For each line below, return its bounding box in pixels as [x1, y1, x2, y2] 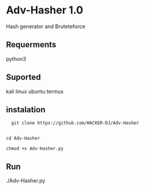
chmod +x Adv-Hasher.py [6, 146, 64, 152]
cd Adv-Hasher [6, 136, 41, 141]
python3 [6, 55, 26, 62]
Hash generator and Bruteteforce [6, 23, 86, 30]
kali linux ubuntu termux [6, 88, 64, 95]
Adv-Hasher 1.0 [6, 4, 83, 17]
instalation [6, 105, 45, 115]
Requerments [6, 40, 56, 50]
